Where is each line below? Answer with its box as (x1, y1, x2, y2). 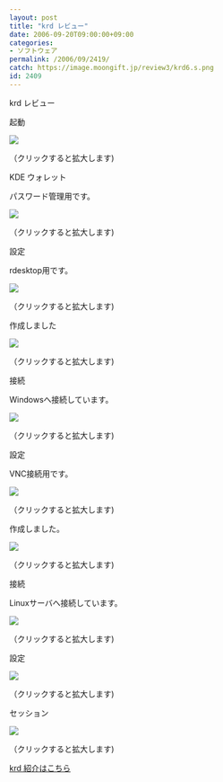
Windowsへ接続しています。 (9, 394, 114, 404)
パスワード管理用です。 (9, 191, 96, 201)
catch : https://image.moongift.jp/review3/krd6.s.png (9, 64, 215, 73)
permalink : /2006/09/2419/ (9, 55, 110, 64)
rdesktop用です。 (9, 264, 73, 275)
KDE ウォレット (9, 172, 67, 182)
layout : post (9, 13, 58, 22)
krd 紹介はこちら (9, 762, 72, 773)
